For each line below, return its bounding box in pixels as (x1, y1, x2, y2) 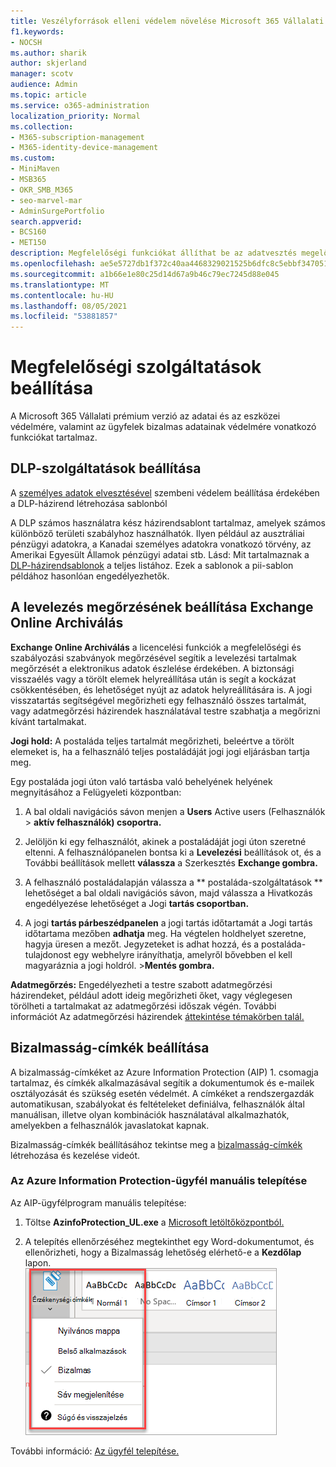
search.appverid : (10, 216, 83, 227)
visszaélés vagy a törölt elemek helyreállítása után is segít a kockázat (10, 673, 297, 685)
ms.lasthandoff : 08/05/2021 (10, 301, 128, 311)
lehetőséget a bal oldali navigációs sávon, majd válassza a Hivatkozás (24, 886, 313, 899)
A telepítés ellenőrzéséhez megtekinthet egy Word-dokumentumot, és (24, 1235, 315, 1247)
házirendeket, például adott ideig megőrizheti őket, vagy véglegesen (10, 989, 293, 1001)
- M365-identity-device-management (10, 143, 159, 153)
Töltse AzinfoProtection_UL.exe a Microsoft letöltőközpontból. (24, 1216, 285, 1228)
